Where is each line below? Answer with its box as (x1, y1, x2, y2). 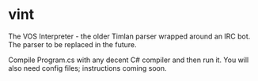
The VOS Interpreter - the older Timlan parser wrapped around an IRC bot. (8, 31, 251, 41)
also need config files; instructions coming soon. (8, 63, 167, 72)
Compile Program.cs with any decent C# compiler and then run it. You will (8, 55, 249, 64)
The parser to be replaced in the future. (8, 39, 137, 49)
